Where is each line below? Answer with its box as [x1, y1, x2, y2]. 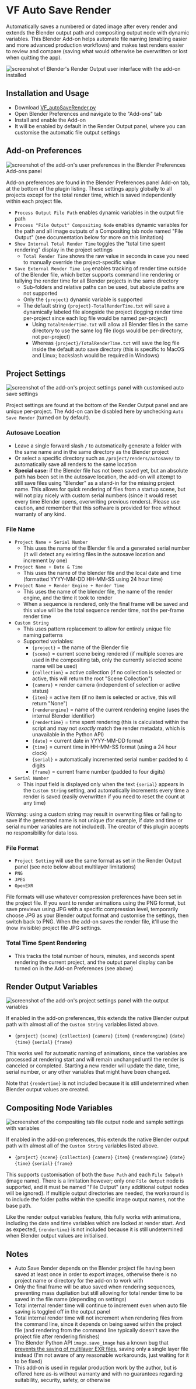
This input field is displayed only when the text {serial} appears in [23, 780, 184, 787]
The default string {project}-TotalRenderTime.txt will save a [23, 302, 170, 309]
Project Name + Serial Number [14, 539, 89, 545]
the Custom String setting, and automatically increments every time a [23, 787, 190, 794]
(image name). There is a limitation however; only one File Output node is [6, 1177, 184, 1184]
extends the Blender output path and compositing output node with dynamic [6, 29, 190, 36]
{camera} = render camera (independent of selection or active [32, 681, 181, 688]
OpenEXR [14, 883, 33, 889]
